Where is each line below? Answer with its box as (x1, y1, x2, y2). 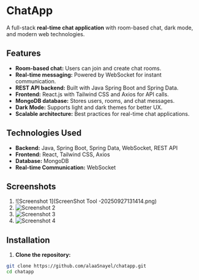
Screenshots (6, 181, 56, 192)
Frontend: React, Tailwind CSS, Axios (15, 151, 110, 158)
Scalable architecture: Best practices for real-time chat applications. (15, 110, 190, 117)
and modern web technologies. (6, 30, 85, 37)
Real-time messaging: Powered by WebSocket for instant (15, 71, 162, 78)
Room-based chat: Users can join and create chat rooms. (15, 64, 162, 72)
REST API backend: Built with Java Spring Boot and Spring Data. (15, 84, 179, 91)
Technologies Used (6, 128, 81, 138)
